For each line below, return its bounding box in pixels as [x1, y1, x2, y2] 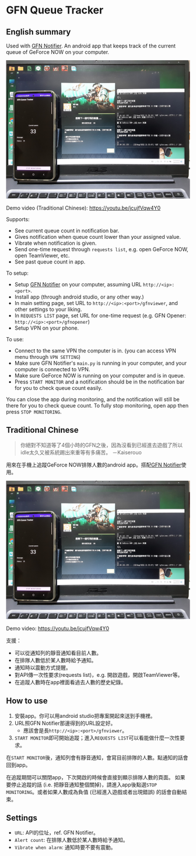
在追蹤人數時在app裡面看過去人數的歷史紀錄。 [14, 679, 127, 686]
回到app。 [6, 761, 31, 768]
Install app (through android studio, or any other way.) [14, 293, 144, 300]
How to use [6, 696, 48, 706]
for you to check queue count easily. [14, 385, 103, 391]
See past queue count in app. [14, 258, 86, 265]
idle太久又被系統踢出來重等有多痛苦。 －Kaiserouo [20, 448, 142, 456]
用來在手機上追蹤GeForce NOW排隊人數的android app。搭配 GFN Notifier [6, 461, 182, 468]
